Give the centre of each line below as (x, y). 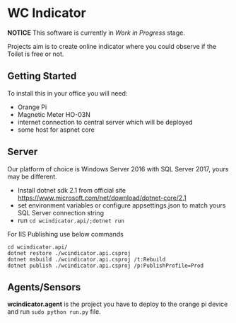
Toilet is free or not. (36, 54)
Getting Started (42, 76)
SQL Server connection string (61, 212)
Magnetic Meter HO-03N (54, 114)
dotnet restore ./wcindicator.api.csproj (69, 253)
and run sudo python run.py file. (54, 312)
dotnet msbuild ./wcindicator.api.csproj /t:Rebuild (87, 259)
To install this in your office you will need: (67, 93)
